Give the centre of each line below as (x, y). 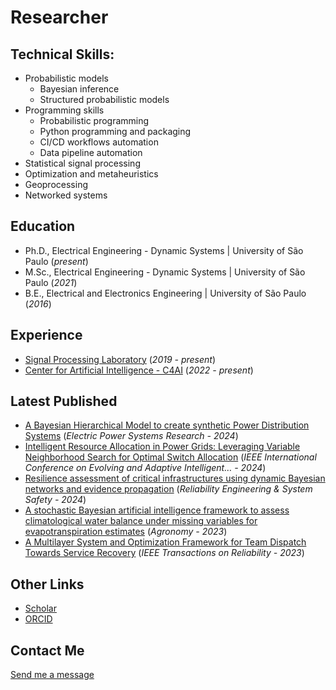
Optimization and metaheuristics (91, 174)
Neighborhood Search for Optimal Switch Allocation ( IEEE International (170, 457)
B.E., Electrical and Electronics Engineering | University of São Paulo (165, 293)
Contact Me (47, 650)
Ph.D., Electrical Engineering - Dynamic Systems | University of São (164, 250)
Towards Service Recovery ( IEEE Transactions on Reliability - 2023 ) (164, 553)
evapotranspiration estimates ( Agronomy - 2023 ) (126, 532)
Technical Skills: (62, 54)
